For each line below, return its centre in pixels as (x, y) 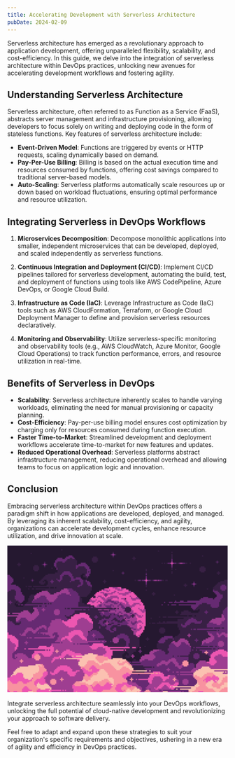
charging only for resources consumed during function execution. (112, 429)
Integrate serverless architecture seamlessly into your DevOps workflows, (114, 703)
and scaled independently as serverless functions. (90, 254)
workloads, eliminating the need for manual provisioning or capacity (115, 407)
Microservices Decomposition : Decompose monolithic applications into (122, 239)
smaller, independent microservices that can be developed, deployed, (118, 246)
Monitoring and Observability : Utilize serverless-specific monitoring (117, 339)
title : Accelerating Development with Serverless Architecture (101, 15)
